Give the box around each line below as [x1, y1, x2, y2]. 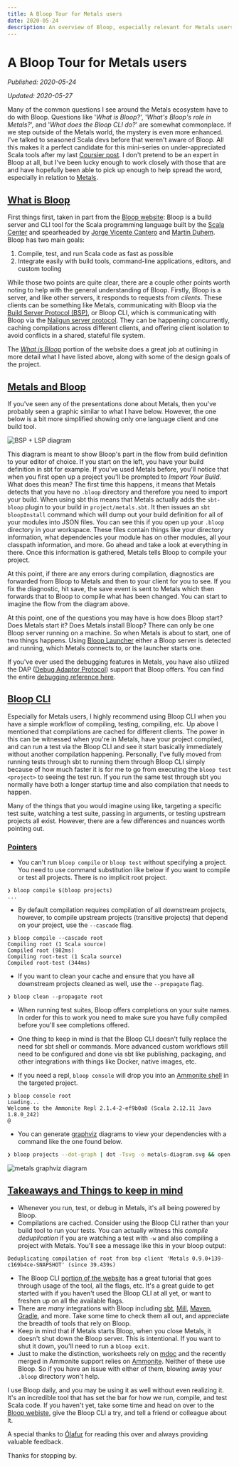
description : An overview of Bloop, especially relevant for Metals [7, 23, 215, 31]
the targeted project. [17, 1079, 78, 1087]
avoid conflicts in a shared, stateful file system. [7, 332, 146, 340]
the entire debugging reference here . [7, 672, 116, 681]
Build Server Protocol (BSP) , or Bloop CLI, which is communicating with [7, 309, 217, 317]
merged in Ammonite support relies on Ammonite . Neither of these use [17, 1357, 225, 1365]
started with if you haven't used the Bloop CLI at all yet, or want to [17, 1288, 212, 1297]
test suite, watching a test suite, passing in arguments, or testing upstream [7, 809, 226, 817]
